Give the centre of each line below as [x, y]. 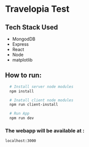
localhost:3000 [21, 141]
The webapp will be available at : [45, 130]
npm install [22, 91]
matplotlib [22, 60]
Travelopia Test [37, 9]
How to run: [23, 75]
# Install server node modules [42, 87]
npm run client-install [34, 105]
